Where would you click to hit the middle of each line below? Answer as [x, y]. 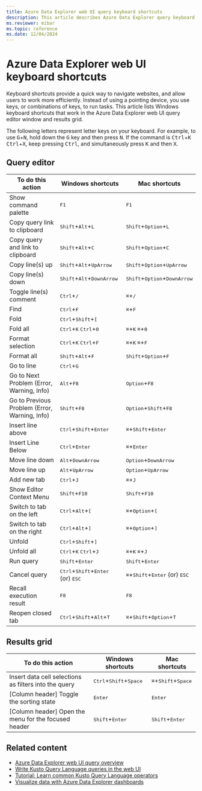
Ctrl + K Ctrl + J [79, 551]
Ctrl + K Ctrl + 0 [79, 328]
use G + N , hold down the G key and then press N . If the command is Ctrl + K [99, 138]
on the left [23, 514]
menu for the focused [40, 719]
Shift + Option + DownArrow [159, 278]
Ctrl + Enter [75, 446]
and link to [24, 247]
